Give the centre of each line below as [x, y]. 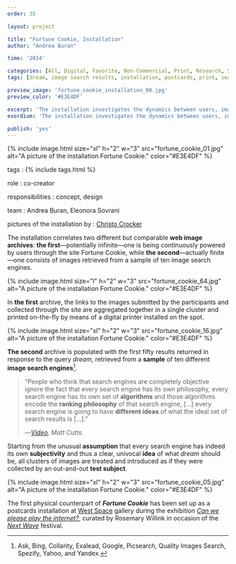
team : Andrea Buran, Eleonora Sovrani [64, 211]
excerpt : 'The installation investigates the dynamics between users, [113, 110]
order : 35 [22, 14]
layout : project [31, 26]
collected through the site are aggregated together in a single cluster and [113, 310]
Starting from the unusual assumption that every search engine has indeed [116, 446]
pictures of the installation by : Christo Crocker [75, 224]
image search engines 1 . [42, 367]
